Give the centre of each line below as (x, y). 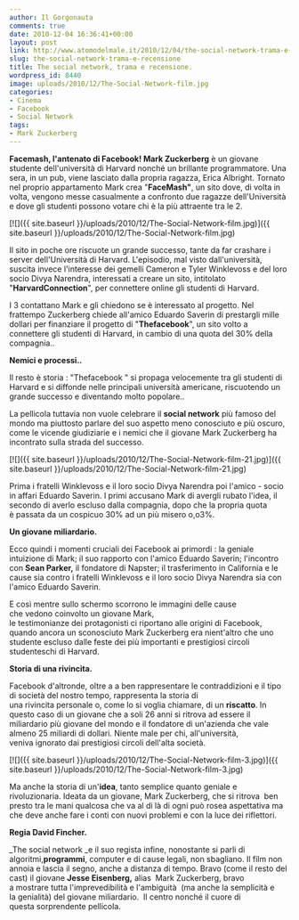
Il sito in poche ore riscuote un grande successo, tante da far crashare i (140, 249)
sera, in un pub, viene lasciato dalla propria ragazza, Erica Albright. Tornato (147, 177)
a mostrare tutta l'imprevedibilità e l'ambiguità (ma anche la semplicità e (142, 887)
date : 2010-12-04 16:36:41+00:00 (71, 34)
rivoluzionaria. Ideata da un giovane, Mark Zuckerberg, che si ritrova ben (144, 796)
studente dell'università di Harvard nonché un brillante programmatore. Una (148, 168)
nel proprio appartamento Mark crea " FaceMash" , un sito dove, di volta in (145, 187)
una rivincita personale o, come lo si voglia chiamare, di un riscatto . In (138, 704)
